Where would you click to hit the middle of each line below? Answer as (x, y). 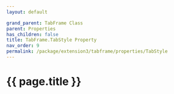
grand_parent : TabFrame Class (45, 23)
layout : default (27, 12)
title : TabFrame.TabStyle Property (52, 40)
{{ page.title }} (44, 81)
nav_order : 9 (23, 46)
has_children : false (33, 34)
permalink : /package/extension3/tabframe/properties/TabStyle (87, 52)
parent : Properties (31, 29)
